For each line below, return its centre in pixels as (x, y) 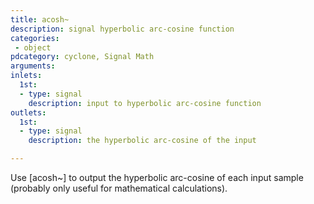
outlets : (28, 112)
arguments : (33, 66)
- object (33, 47)
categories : (35, 38)
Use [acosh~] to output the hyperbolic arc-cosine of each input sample (157, 177)
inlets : (26, 76)
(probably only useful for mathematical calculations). (119, 188)
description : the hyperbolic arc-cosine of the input (142, 141)
